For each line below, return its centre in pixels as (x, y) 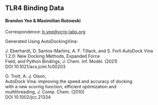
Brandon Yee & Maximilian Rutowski (43, 20)
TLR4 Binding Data (35, 8)
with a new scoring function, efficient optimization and (61, 86)
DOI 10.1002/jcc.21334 (28, 97)
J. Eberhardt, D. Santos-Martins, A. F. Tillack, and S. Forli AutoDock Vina (79, 51)
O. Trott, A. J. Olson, (26, 76)
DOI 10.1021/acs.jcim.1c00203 (35, 67)
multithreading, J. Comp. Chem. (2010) (45, 92)
